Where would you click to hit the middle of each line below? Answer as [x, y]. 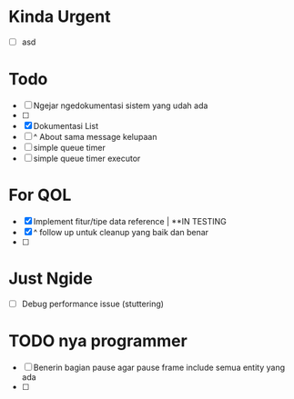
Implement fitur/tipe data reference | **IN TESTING [130, 221]
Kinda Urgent [60, 17]
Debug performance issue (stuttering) [93, 304]
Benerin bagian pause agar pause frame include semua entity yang [159, 367]
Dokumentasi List [66, 125]
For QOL [40, 195]
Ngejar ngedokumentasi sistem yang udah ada [121, 105]
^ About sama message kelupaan [95, 136]
